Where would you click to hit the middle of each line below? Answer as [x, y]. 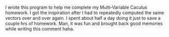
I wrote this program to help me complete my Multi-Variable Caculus [76, 7]
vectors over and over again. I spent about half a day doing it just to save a [83, 18]
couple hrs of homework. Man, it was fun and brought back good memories [84, 23]
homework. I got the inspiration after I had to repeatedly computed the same [85, 13]
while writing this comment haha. [40, 29]
